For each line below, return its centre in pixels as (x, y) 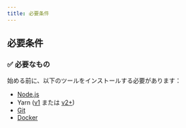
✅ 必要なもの (28, 64)
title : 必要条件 (28, 13)
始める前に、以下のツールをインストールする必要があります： (94, 81)
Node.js (28, 94)
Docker (27, 118)
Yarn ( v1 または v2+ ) (46, 103)
